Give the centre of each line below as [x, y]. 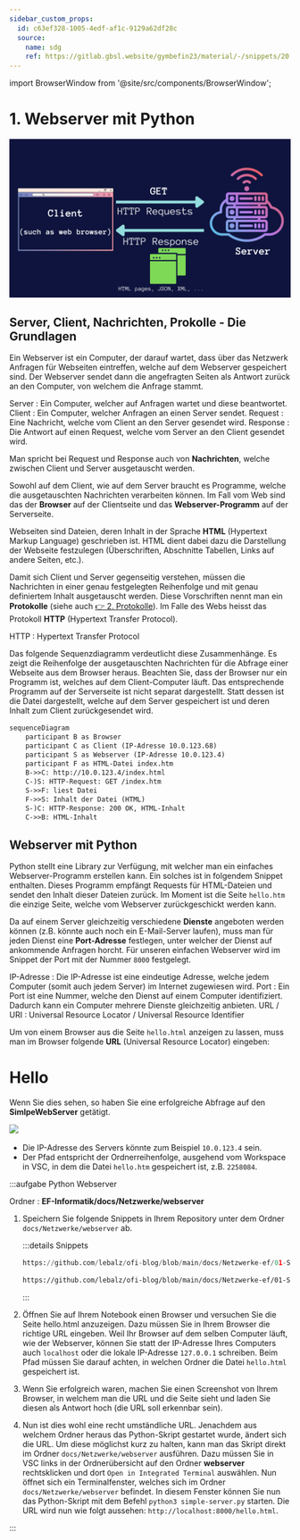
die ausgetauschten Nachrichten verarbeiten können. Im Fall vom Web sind [147, 495]
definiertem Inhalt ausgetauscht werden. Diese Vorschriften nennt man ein [146, 596]
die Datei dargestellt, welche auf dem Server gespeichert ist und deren [139, 701]
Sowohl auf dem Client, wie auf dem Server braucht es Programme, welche [148, 486]
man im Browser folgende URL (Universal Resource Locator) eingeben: [140, 1042]
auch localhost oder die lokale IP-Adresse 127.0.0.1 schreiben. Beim [150, 1352]
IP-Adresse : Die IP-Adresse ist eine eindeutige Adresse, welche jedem [139, 977]
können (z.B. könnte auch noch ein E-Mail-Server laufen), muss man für [142, 931]
